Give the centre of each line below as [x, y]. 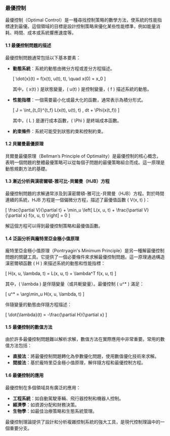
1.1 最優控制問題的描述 [28, 45]
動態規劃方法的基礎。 [27, 169]
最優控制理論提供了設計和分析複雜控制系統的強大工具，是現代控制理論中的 [83, 422]
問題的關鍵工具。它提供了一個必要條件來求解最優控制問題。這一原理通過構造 [85, 257]
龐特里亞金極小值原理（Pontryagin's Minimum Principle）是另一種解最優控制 [85, 251]
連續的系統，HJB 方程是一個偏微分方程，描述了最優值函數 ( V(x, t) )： [78, 199]
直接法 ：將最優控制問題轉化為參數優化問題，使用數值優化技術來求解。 [86, 356]
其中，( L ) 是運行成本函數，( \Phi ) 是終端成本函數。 [67, 120]
